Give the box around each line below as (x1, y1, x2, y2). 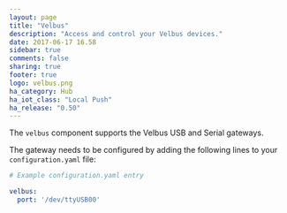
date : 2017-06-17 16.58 (9, 37, 97, 47)
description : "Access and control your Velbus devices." (9, 29, 223, 38)
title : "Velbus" (9, 21, 69, 30)
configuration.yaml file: (9, 154, 96, 164)
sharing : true (9, 63, 62, 72)
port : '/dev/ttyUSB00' (17, 195, 101, 204)
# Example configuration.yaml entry (9, 171, 144, 180)
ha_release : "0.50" (9, 103, 81, 112)
